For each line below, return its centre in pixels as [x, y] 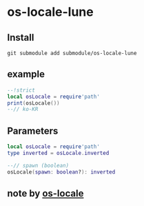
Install [21, 38]
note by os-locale [45, 194]
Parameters [33, 131]
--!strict [21, 90]
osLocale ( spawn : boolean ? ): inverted [61, 172]
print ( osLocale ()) [33, 103]
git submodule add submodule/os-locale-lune [72, 53]
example [26, 74]
